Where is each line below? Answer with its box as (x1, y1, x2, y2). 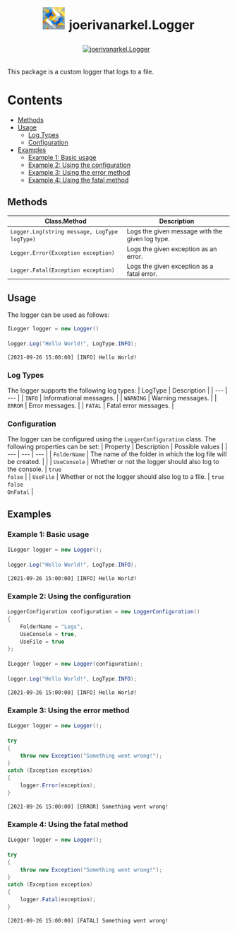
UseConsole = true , (20, 630, 78, 637)
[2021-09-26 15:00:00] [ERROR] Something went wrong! (7, 803, 169, 810)
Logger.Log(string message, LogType (10, 229, 119, 236)
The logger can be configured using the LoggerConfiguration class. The (7, 435, 217, 444)
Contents (7, 92, 63, 108)
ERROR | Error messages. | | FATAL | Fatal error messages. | (7, 401, 174, 410)
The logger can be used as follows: (7, 311, 110, 319)
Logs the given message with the (126, 227, 223, 236)
